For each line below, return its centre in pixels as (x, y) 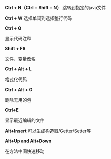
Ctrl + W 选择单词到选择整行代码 (39, 18)
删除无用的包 (18, 100)
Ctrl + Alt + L (18, 69)
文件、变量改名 (20, 59)
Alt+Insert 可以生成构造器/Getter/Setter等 (48, 131)
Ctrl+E (12, 110)
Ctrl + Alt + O (19, 89)
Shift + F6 (15, 49)
